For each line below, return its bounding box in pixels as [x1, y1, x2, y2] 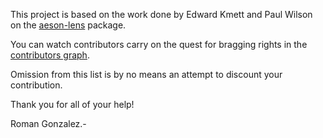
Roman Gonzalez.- [10, 118, 87, 129]
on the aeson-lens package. [10, 19, 127, 31]
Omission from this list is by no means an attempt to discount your [10, 69, 283, 80]
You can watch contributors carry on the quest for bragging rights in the [10, 39, 308, 50]
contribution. [10, 79, 63, 91]
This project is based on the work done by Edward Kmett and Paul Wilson [10, 9, 313, 20]
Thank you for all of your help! [10, 99, 135, 110]
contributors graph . [10, 49, 90, 61]
